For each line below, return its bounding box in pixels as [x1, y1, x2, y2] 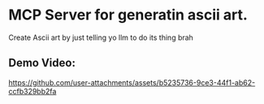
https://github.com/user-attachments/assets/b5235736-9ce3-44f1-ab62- [8, 77, 256, 87]
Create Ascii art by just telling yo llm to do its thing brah [8, 32, 193, 42]
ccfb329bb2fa [8, 86, 57, 96]
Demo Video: [8, 56, 76, 70]
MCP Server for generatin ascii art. [8, 6, 248, 24]
